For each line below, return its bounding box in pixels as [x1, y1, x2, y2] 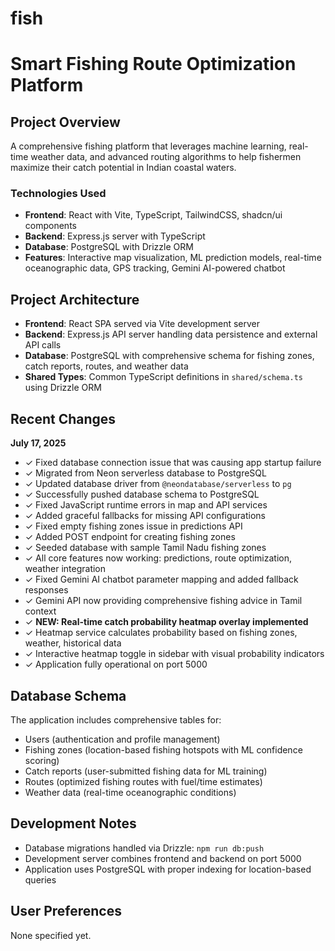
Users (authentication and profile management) [24, 733, 221, 745]
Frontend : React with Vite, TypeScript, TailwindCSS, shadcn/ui [24, 209, 283, 221]
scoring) [24, 754, 60, 766]
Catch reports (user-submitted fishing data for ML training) [24, 765, 268, 777]
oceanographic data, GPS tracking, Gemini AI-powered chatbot [24, 262, 286, 274]
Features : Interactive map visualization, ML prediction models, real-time [24, 252, 322, 264]
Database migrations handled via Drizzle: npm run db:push [24, 842, 265, 854]
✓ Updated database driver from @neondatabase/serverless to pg [24, 478, 292, 490]
